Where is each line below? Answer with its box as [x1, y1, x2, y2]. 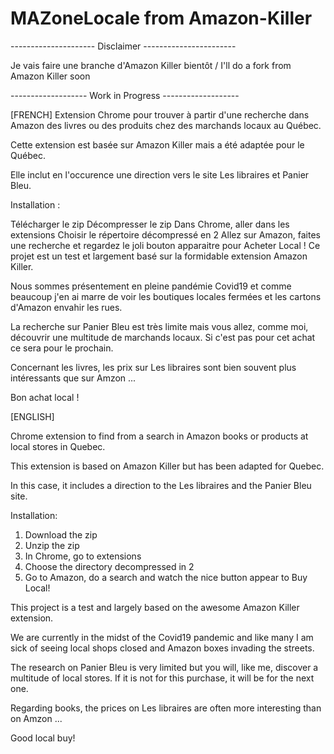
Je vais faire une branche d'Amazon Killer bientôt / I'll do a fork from [10, 59, 292, 71]
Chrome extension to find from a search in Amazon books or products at [10, 430, 309, 442]
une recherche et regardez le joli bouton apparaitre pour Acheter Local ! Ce [10, 239, 321, 251]
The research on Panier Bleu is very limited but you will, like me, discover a [10, 661, 319, 673]
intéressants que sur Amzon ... [10, 372, 137, 384]
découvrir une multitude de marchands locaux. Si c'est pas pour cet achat [10, 331, 316, 343]
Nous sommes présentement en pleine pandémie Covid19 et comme [10, 280, 292, 292]
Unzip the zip [24, 539, 80, 551]
